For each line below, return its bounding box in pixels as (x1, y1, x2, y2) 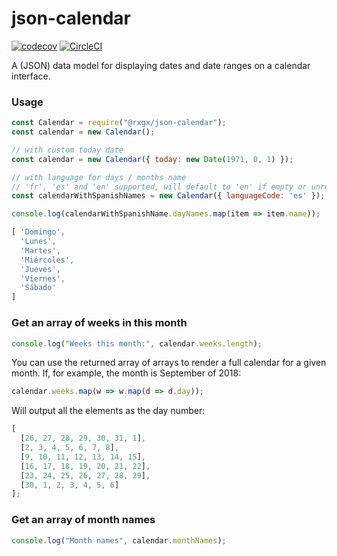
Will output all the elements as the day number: (11, 405, 206, 417)
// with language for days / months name (11, 172, 187, 182)
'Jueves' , (20, 264, 61, 274)
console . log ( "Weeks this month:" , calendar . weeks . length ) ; (11, 338, 263, 349)
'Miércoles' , (20, 255, 75, 265)
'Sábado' (20, 283, 57, 293)
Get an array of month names (11, 513, 156, 527)
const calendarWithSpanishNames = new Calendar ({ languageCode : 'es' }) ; (11, 191, 326, 201)
